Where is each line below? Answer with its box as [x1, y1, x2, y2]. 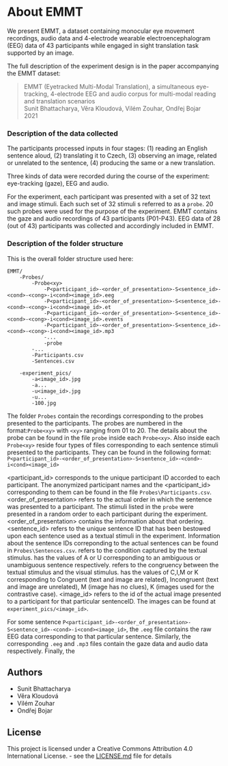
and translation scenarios [23, 97, 96, 105]
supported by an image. [7, 49, 74, 57]
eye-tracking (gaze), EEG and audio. [7, 180, 109, 188]
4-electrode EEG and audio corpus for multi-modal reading [50, 90, 216, 98]
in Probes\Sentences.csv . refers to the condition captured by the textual [7, 546, 208, 554]
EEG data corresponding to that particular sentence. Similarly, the [7, 632, 191, 641]
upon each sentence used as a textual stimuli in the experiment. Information [7, 532, 220, 540]
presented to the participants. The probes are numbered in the [7, 419, 183, 427]
